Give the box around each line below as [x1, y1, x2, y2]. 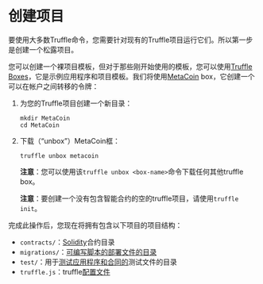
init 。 [19, 203, 42, 213]
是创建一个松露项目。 [8, 44, 78, 54]
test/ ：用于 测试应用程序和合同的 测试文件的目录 [19, 257, 177, 267]
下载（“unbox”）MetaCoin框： [19, 136, 121, 145]
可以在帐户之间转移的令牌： [8, 81, 99, 91]
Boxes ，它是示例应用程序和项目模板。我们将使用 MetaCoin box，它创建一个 [8, 71, 255, 81]
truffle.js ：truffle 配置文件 [19, 267, 110, 276]
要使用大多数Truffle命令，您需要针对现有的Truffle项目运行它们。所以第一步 [8, 35, 253, 44]
